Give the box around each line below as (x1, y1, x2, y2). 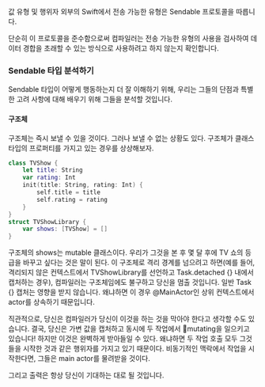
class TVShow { (8, 159, 59, 167)
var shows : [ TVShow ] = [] (22, 225, 108, 233)
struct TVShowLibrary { (8, 218, 87, 226)
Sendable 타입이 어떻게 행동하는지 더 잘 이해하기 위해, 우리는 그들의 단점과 (8, 85, 240, 94)
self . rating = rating (36, 195, 108, 203)
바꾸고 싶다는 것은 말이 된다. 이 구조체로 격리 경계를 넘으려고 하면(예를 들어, (22, 258, 256, 267)
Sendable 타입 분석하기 (8, 65, 94, 76)
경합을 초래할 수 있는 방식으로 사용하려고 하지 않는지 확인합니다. (22, 44, 219, 53)
